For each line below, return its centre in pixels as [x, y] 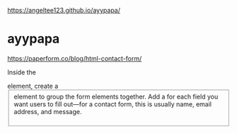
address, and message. [48, 111]
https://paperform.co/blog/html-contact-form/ [75, 58]
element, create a [33, 86]
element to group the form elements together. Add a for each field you [116, 96]
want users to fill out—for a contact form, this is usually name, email [113, 104]
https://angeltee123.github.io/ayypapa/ [64, 10]
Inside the [22, 72]
